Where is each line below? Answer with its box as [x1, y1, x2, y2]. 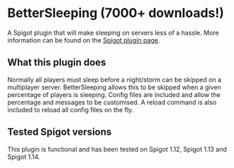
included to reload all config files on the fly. [7, 105, 134, 114]
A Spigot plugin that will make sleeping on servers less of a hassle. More [7, 28, 219, 37]
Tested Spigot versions [7, 126, 112, 138]
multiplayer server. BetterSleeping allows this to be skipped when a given [7, 83, 221, 91]
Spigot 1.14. [7, 152, 40, 161]
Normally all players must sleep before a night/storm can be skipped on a [7, 75, 222, 84]
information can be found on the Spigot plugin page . [7, 35, 160, 44]
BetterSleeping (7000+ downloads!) [7, 5, 225, 21]
